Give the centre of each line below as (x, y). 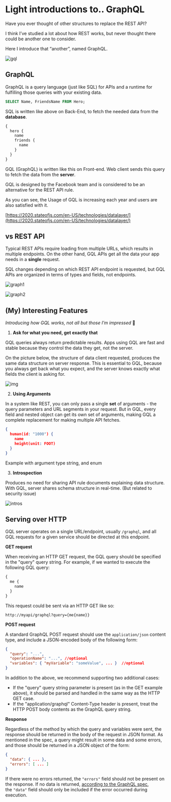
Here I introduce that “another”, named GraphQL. (56, 48)
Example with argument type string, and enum (54, 463)
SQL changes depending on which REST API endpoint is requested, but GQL (85, 269)
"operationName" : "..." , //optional (49, 659)
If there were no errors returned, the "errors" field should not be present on (85, 779)
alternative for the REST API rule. (40, 190)
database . (16, 117)
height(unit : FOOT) (35, 444)
